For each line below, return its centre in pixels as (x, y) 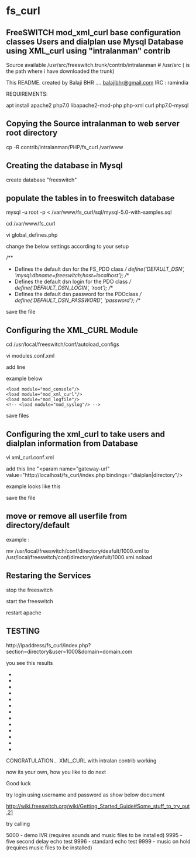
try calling (18, 824)
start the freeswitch (30, 601)
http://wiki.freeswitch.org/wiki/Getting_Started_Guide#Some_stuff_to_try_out (98, 806)
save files (18, 416)
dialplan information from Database (72, 443)
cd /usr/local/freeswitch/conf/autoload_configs (63, 344)
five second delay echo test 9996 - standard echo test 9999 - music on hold (98, 841)
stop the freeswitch (30, 590)
